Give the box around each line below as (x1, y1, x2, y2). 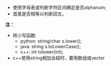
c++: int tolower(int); (20, 49, 64, 55)
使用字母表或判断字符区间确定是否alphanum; (12, 5, 106, 10)
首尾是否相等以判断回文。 (12, 11, 67, 17)
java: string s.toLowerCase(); (20, 44, 81, 49)
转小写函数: (12, 32, 37, 38)
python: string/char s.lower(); (20, 38, 82, 44)
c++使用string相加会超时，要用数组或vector (12, 55, 105, 61)
